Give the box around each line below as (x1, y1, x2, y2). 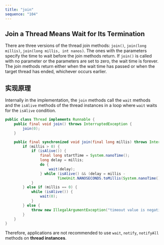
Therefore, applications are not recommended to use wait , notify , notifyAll (5, 230, 159, 236)
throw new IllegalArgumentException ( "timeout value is (31, 207, 145, 212)
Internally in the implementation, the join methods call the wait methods (5, 97, 151, 103)
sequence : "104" (5, 12, 38, 17)
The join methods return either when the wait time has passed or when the (5, 63, 155, 69)
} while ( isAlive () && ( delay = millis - (40, 171, 125, 176)
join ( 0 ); (22, 126, 41, 131)
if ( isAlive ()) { (31, 148, 67, 154)
